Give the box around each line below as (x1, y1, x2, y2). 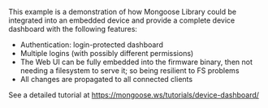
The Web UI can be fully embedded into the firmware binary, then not (19, 57, 253, 67)
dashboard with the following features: (8, 24, 138, 33)
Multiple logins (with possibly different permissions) (19, 49, 194, 58)
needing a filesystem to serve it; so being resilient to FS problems (19, 66, 240, 76)
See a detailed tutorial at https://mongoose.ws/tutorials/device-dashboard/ (8, 90, 260, 100)
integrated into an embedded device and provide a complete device (8, 15, 236, 25)
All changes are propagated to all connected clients (19, 75, 193, 84)
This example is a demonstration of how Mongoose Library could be (8, 7, 237, 16)
